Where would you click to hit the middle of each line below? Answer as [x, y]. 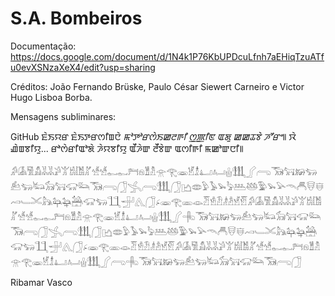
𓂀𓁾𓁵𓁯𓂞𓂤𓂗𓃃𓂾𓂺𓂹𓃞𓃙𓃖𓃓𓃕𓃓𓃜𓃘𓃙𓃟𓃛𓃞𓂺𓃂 [166, 216]
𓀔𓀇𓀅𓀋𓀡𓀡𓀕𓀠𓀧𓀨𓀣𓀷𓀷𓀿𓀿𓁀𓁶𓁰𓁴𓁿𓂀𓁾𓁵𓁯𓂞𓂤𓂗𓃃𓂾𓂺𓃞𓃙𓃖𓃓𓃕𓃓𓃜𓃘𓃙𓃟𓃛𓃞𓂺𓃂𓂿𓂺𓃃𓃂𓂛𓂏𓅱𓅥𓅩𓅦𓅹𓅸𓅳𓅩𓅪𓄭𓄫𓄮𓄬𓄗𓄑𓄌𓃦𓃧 [164, 171]
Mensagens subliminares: [63, 116]
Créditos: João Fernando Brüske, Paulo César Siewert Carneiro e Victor [157, 86]
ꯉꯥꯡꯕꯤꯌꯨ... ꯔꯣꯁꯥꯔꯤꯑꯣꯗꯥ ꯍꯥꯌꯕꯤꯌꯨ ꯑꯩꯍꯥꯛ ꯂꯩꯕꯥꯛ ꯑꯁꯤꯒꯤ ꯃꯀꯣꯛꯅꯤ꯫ [127, 148]
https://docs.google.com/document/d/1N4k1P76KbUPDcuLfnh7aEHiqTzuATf [167, 56]
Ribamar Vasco [41, 282]
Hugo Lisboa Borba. [51, 97]
